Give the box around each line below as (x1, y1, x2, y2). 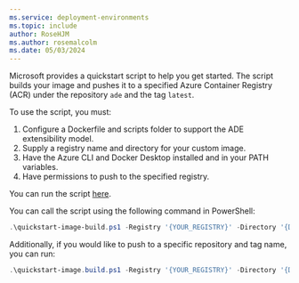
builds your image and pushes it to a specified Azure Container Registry (9, 80, 273, 91)
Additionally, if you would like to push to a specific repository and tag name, (9, 239, 287, 249)
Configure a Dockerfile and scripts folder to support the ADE (21, 124, 245, 134)
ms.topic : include (9, 21, 77, 30)
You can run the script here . (9, 189, 111, 199)
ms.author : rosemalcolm (9, 37, 98, 47)
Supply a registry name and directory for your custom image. (21, 143, 246, 154)
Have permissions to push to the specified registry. (21, 171, 210, 182)
